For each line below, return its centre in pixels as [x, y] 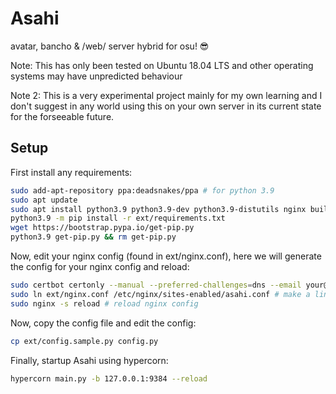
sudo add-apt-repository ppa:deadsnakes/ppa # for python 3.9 [142, 190]
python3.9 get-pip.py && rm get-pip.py [93, 237]
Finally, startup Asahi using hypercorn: [89, 360]
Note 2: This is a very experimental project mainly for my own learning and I [166, 95]
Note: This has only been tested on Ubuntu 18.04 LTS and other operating [162, 65]
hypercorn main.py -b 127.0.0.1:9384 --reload [109, 378]
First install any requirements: [71, 172]
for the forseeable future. [62, 116]
